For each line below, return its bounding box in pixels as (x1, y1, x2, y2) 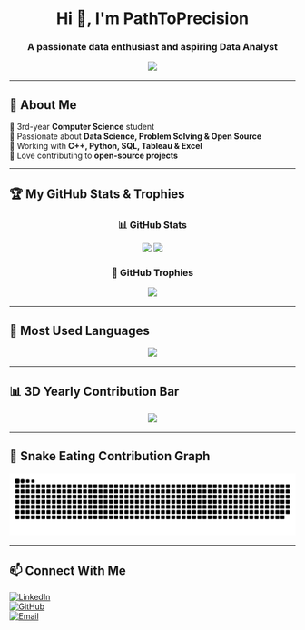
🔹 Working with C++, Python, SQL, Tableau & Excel (9, 141, 202, 152)
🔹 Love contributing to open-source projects (9, 150, 179, 162)
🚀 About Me (9, 97, 77, 113)
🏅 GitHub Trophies (111, 266, 194, 279)
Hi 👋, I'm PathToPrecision (55, 8, 250, 29)
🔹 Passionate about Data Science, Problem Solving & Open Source (9, 131, 261, 142)
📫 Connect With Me (9, 563, 127, 578)
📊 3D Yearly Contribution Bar (9, 384, 180, 399)
